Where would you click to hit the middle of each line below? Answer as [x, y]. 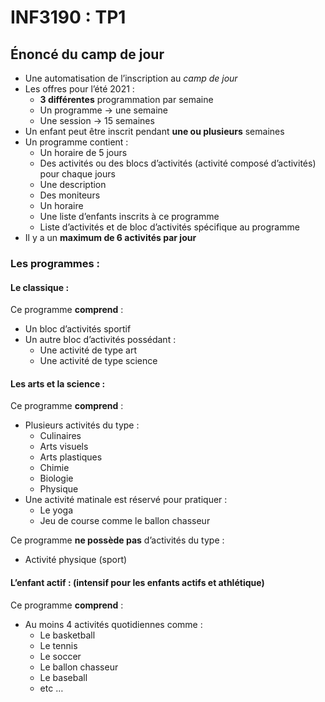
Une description [73, 184]
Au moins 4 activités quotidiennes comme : [113, 624]
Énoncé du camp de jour [87, 54]
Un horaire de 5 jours [83, 152]
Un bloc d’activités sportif [78, 329]
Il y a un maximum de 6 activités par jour [110, 237]
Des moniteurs [70, 195]
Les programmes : [55, 263]
